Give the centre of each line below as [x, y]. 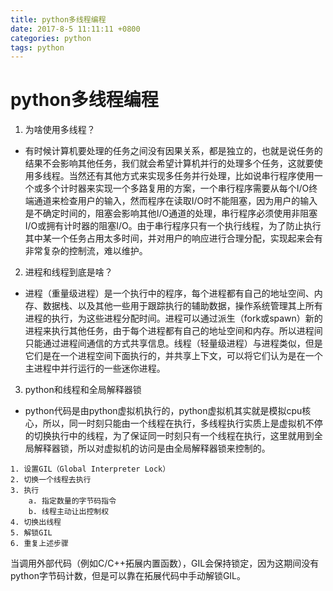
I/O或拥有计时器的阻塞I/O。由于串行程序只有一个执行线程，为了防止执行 [173, 226]
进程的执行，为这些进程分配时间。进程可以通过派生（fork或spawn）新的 [173, 318]
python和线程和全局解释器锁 [83, 390]
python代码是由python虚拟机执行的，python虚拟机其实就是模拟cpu [163, 411]
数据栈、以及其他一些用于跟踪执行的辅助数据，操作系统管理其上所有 [182, 306]
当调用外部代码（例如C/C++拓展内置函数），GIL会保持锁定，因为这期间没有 [165, 563]
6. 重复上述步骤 [39, 544]
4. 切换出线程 [36, 522]
